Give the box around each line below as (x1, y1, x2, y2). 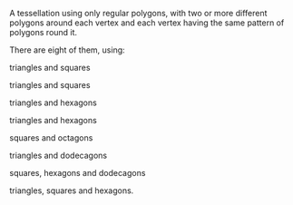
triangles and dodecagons (9, 150, 107, 161)
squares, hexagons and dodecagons (9, 168, 146, 178)
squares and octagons (9, 132, 93, 143)
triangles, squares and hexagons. (9, 185, 134, 196)
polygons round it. (9, 27, 78, 37)
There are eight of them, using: (9, 44, 125, 55)
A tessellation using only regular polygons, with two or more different (9, 8, 268, 18)
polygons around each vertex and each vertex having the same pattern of (9, 17, 285, 28)
